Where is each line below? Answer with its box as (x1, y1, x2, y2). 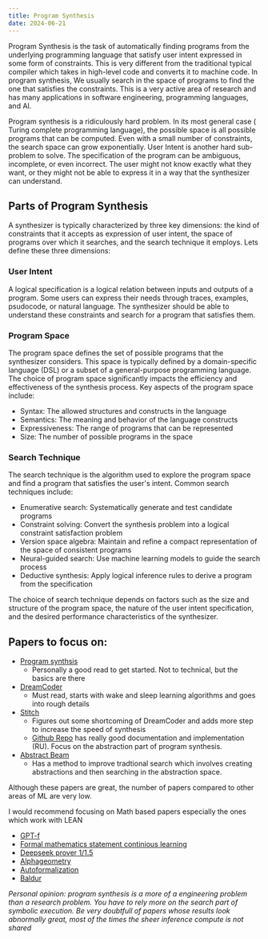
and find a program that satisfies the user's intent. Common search (8, 479, 230, 488)
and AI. (8, 101, 32, 111)
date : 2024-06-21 (8, 19, 66, 27)
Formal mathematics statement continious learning (19, 840, 187, 849)
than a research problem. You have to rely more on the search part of (8, 897, 238, 907)
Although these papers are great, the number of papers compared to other (8, 783, 254, 792)
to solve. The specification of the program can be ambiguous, (37, 150, 242, 160)
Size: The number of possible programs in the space (19, 431, 194, 441)
